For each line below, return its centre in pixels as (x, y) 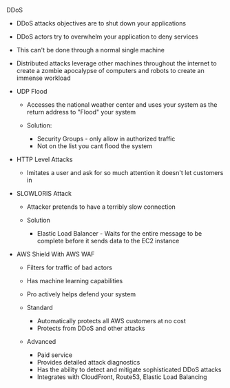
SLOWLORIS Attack (44, 193)
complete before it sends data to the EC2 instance (108, 241)
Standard (40, 307)
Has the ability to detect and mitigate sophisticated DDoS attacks (129, 369)
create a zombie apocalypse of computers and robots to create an (110, 71)
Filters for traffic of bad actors (70, 267)
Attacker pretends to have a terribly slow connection (101, 207)
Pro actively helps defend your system (81, 294)
